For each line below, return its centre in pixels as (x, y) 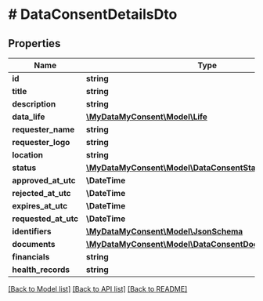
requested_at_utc (45, 219)
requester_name (43, 129)
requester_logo (41, 142)
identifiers (32, 231)
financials (31, 257)
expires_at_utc (40, 206)
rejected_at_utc (42, 193)
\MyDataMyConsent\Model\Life (146, 117)
